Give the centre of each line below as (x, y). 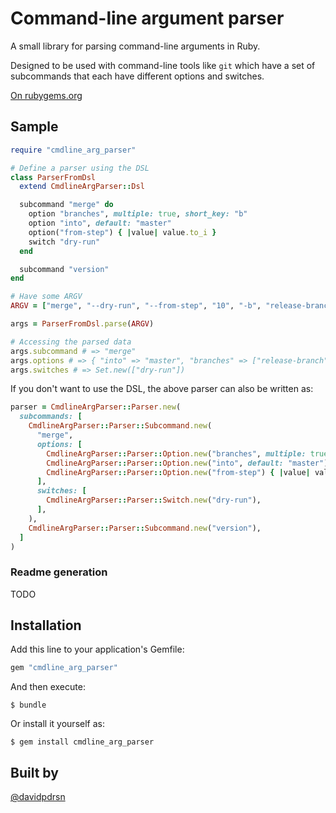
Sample (34, 127)
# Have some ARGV (46, 297)
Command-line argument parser (147, 18)
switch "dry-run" (64, 242)
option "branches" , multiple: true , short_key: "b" (138, 214)
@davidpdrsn (38, 797)
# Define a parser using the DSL (80, 168)
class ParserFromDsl (53, 177)
